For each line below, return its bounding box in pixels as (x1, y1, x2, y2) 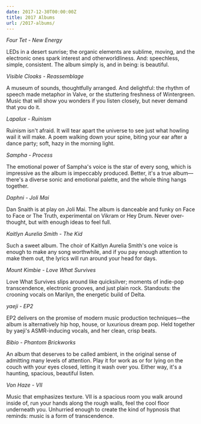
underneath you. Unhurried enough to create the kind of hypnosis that (6, 406, 181, 413)
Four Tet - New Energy (6, 37, 63, 44)
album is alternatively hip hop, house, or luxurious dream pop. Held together (6, 321, 196, 328)
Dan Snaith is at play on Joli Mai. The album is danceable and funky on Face (6, 206, 196, 213)
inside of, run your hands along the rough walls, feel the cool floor (6, 399, 170, 407)
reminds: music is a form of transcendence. (6, 413, 114, 420)
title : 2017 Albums (6, 14, 55, 21)
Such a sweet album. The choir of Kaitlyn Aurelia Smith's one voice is (6, 242, 178, 249)
